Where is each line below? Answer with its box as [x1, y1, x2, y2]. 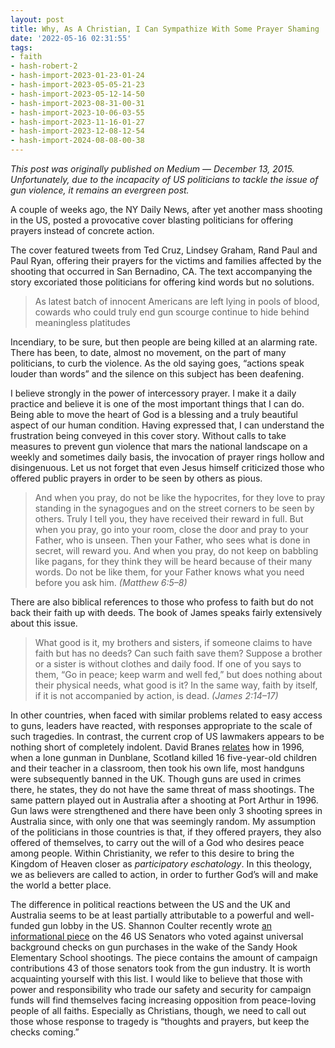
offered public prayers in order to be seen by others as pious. [10, 472, 263, 484]
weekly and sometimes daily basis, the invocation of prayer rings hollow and [10, 451, 325, 463]
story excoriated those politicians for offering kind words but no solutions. [10, 276, 315, 288]
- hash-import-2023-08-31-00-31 [10, 98, 145, 108]
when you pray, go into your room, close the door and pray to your [34, 524, 309, 535]
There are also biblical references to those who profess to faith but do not [10, 596, 314, 608]
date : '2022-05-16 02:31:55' [10, 33, 132, 43]
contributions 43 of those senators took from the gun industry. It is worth [10, 962, 311, 974]
